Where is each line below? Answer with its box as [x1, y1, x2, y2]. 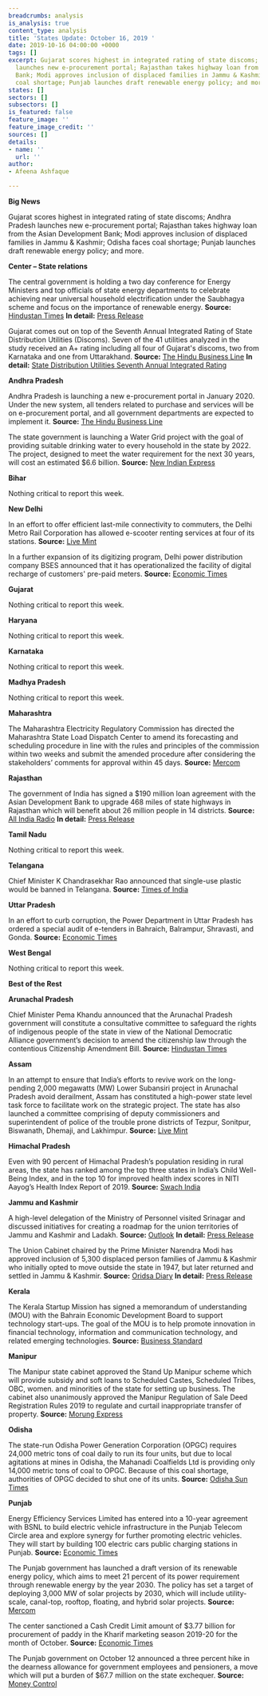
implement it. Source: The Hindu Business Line [8, 417, 164, 426]
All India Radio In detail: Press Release [8, 814, 135, 824]
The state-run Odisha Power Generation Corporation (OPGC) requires [8, 1440, 237, 1450]
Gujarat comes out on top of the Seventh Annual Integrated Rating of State [8, 327, 253, 336]
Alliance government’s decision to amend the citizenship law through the [8, 1035, 247, 1045]
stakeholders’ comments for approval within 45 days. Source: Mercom [8, 758, 241, 767]
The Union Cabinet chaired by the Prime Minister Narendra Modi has [8, 1245, 234, 1255]
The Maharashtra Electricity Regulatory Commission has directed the [8, 724, 235, 733]
